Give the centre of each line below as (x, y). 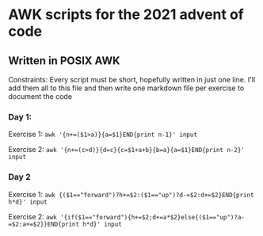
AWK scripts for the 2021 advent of (126, 15)
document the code (40, 96)
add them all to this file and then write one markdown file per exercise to (126, 88)
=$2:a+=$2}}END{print (44, 224)
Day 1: (20, 116)
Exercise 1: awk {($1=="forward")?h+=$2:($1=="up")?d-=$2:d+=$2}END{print (131, 194)
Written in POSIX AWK (64, 61)
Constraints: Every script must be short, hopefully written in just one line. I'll (132, 80)
